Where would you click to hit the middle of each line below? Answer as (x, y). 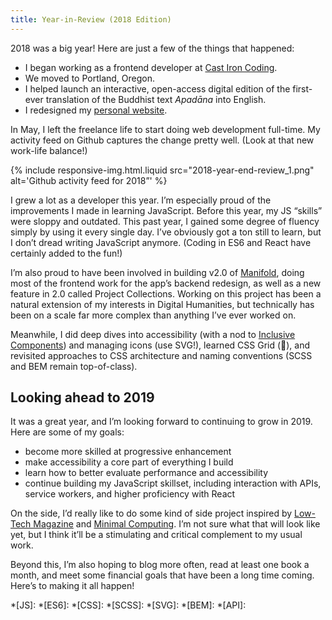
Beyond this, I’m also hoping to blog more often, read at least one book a (160, 565)
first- (302, 88)
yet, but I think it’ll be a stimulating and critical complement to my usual (156, 535)
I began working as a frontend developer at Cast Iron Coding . (151, 67)
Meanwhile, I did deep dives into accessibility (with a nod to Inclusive (153, 334)
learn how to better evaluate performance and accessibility (146, 473)
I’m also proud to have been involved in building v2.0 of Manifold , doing (157, 272)
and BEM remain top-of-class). (74, 366)
